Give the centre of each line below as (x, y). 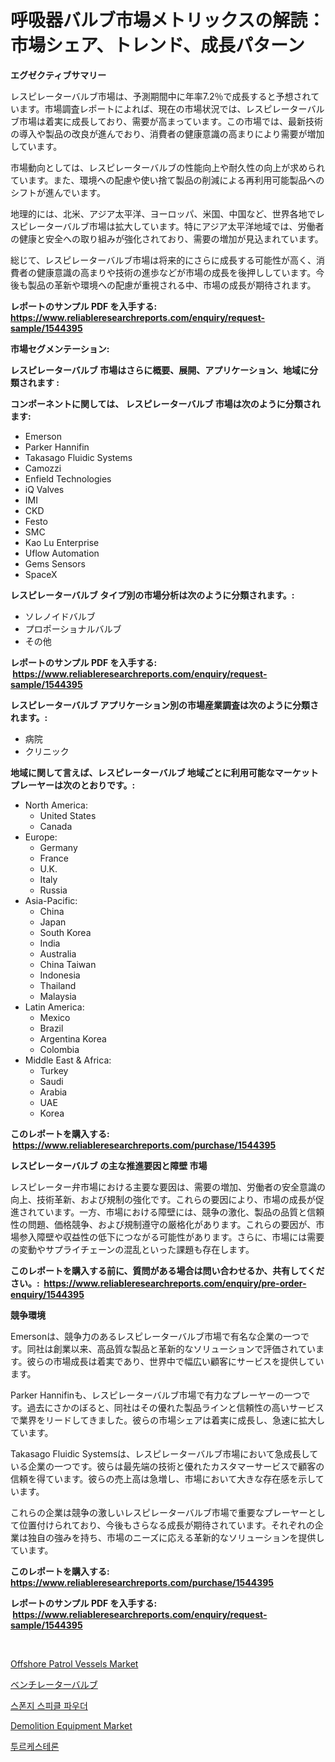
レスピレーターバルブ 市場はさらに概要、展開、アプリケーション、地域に (160, 370)
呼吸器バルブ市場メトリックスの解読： (168, 20)
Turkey (54, 1070)
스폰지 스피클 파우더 (49, 1705)
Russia (53, 890)
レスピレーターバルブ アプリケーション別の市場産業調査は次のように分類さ (164, 705)
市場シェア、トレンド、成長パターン (157, 45)
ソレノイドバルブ (60, 616)
